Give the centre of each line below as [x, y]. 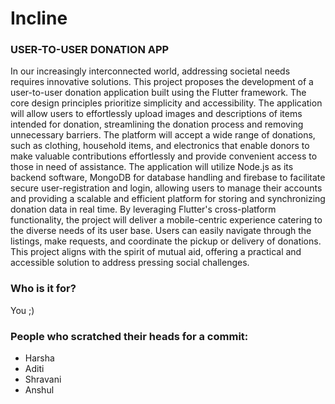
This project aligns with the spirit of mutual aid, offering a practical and [156, 252]
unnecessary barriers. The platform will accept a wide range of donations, [163, 135]
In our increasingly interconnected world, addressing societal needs [150, 71]
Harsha [39, 358]
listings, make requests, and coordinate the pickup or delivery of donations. [166, 241]
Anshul [39, 390]
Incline [39, 18]
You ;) [22, 310]
